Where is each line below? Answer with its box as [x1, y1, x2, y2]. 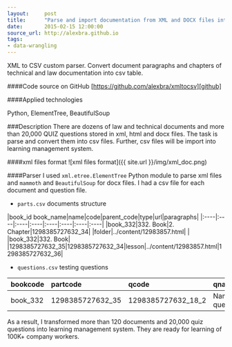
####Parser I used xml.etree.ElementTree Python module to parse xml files [7, 171, 222, 179]
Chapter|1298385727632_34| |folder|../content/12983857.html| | [7, 228, 190, 235]
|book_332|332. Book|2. [106, 220, 175, 229]
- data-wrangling [7, 42, 57, 49]
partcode [50, 280, 82, 289]
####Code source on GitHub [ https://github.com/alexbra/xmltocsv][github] [7, 82, 222, 90]
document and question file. [7, 186, 88, 194]
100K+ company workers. [7, 332, 79, 340]
